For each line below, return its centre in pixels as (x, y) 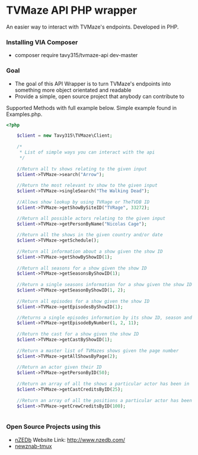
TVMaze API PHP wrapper (72, 10)
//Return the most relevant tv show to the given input (87, 186)
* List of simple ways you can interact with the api (87, 152)
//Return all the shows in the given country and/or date (90, 235)
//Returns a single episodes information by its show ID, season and (105, 318)
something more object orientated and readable (73, 90)
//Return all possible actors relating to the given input (91, 218)
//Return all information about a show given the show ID (90, 251)
